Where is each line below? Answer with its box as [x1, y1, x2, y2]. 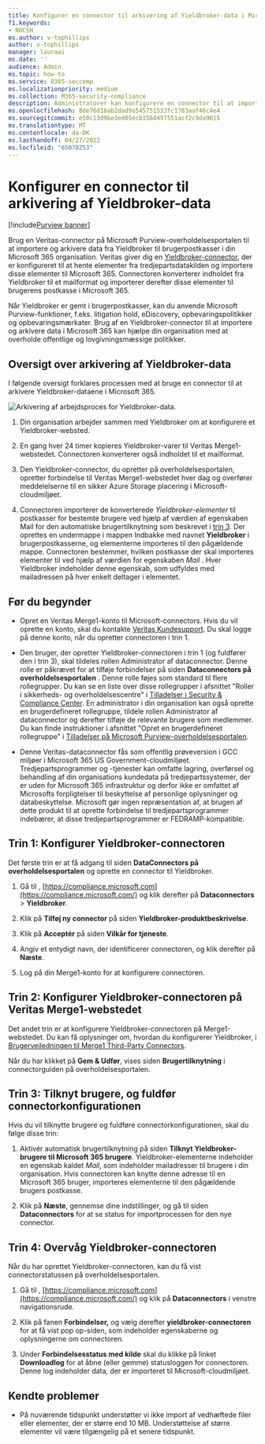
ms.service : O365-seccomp [8, 77, 93, 85]
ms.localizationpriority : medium [8, 84, 118, 93]
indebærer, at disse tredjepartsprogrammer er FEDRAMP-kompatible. [19, 814, 244, 823]
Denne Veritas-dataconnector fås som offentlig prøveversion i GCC [19, 747, 238, 756]
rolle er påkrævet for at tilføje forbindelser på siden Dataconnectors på [19, 664, 252, 674]
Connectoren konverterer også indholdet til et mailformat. [58, 450, 244, 459]
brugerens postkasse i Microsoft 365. [8, 285, 130, 296]
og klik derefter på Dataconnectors [139, 890, 255, 899]
